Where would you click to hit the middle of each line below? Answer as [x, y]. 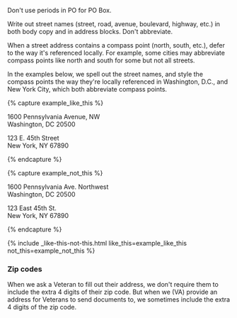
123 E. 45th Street [33, 138]
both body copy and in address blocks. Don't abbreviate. [90, 32]
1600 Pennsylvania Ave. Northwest [58, 187]
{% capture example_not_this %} [55, 173]
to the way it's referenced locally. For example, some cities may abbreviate [116, 53]
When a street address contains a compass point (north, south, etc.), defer [116, 45]
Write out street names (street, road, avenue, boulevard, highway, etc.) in [114, 24]
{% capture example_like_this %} [56, 103]
